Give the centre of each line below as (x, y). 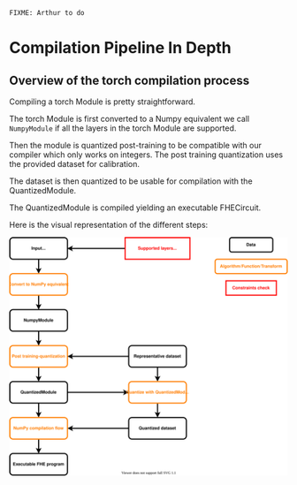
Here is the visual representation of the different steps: (109, 225)
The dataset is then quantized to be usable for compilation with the (131, 181)
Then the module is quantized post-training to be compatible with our (136, 145)
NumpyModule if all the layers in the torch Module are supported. (123, 128)
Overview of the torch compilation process (129, 80)
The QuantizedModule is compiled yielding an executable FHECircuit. (135, 208)
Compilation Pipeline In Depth (120, 48)
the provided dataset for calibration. (74, 164)
